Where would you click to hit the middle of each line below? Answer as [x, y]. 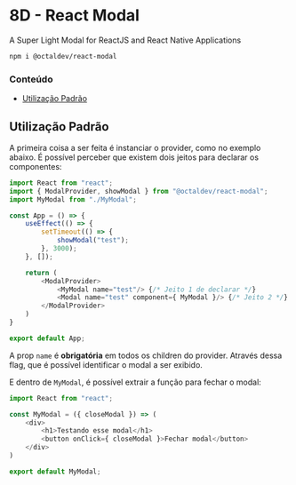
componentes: [36, 166]
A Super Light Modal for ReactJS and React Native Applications [125, 40]
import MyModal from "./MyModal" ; [73, 199]
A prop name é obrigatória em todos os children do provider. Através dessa [146, 355]
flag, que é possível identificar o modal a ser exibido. [106, 364]
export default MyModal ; [55, 472]
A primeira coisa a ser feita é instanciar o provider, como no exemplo [135, 147]
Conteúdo [31, 79]
